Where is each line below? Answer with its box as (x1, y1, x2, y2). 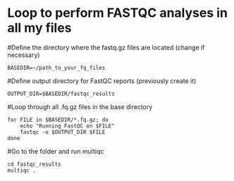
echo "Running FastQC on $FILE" (20, 122, 115, 130)
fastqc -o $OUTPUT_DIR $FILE (20, 128, 106, 135)
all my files (7, 20, 72, 36)
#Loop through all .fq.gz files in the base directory (7, 102, 153, 111)
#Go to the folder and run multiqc (7, 146, 104, 156)
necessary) (7, 51, 40, 59)
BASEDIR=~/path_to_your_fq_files (7, 64, 106, 71)
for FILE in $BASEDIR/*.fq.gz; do (7, 116, 109, 123)
